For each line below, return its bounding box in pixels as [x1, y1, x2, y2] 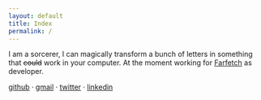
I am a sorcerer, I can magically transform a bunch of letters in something [8, 50, 253, 59]
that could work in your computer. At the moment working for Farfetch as [8, 58, 253, 67]
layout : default [8, 11, 63, 20]
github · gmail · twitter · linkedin [8, 82, 113, 92]
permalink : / [8, 27, 53, 35]
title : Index [8, 20, 53, 28]
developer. [8, 67, 45, 76]
